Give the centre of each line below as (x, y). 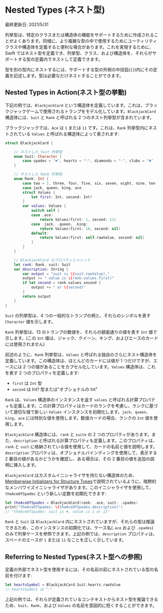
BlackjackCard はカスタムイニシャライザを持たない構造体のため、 (71, 475)
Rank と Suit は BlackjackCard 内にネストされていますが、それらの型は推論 (80, 522)
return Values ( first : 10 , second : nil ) (80, 229)
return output (37, 296)
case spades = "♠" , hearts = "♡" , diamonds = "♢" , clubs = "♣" (88, 161)
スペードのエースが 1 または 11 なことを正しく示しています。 (66, 540)
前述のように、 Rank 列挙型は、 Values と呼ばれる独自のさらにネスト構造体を (81, 355)
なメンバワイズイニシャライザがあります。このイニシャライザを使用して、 (79, 487)
